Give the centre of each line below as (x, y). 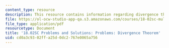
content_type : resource (30, 10)
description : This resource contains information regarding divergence (82, 14)
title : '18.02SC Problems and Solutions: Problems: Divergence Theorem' (83, 33)
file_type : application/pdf (35, 24)
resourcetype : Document (30, 28)
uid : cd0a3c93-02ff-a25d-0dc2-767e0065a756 (52, 38)
